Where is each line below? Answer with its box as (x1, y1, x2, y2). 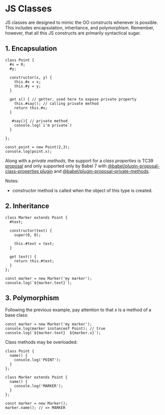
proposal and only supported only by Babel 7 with (5, 163, 107, 169)
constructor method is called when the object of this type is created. (12, 187, 153, 193)
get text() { (9, 254, 37, 259)
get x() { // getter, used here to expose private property (9, 96, 137, 102)
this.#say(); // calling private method (14, 101, 99, 106)
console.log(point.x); (5, 149, 52, 154)
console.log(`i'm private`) (14, 123, 72, 128)
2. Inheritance (5, 202, 50, 210)
